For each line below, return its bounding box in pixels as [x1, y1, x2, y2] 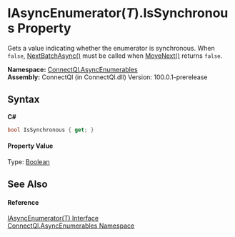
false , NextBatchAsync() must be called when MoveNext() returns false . [7, 51, 223, 60]
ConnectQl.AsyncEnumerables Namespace [7, 221, 135, 230]
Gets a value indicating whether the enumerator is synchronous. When [7, 44, 216, 52]
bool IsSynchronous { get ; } [7, 126, 94, 133]
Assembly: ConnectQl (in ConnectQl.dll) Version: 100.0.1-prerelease [7, 73, 208, 81]
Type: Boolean [7, 157, 50, 166]
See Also [7, 178, 48, 191]
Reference [7, 198, 39, 206]
